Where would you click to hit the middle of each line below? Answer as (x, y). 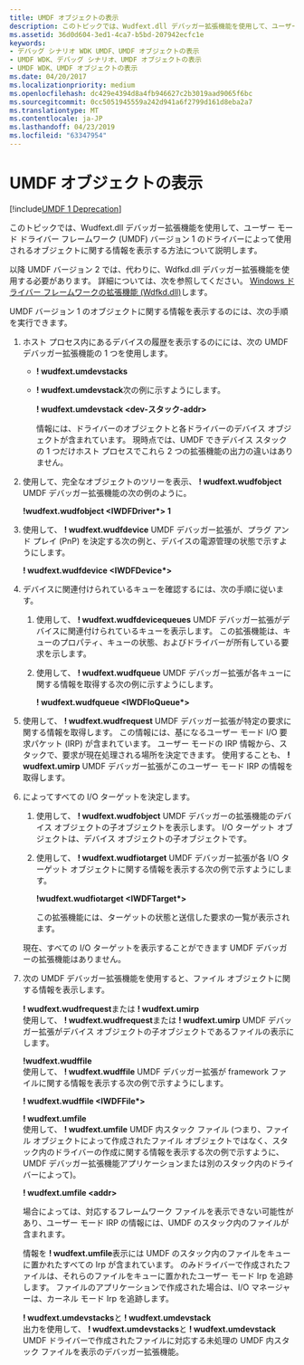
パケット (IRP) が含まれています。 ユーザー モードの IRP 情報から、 (155, 743)
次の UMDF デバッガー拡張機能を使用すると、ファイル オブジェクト (148, 978)
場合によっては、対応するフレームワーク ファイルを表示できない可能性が (158, 1211)
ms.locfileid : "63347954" (58, 136)
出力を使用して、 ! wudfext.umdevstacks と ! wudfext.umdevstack (149, 1329)
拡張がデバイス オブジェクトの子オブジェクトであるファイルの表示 (162, 1031)
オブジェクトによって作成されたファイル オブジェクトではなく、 (153, 1141)
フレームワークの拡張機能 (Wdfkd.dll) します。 (128, 291)
